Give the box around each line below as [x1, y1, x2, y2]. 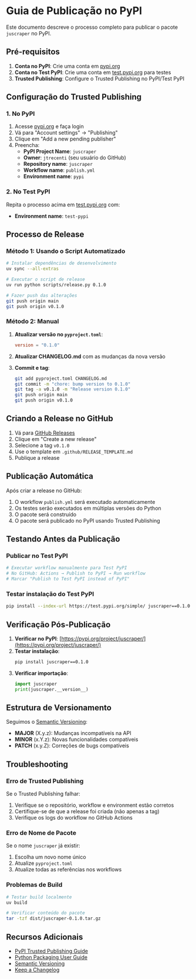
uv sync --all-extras [6, 266, 59, 272]
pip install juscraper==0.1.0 [14, 659, 89, 665]
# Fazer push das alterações [6, 292, 77, 298]
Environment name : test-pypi [14, 212, 89, 219]
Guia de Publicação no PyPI [6, 4, 143, 18]
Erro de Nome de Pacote [6, 829, 76, 837]
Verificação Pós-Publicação [6, 619, 111, 630]
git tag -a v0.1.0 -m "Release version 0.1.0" [14, 386, 131, 392]
